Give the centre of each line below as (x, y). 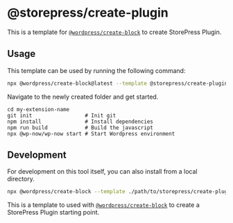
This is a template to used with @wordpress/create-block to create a (103, 205)
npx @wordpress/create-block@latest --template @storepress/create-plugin (118, 83)
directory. (21, 179)
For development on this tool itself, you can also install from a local (102, 172)
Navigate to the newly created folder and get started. (83, 97)
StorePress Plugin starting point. (53, 213)
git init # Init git (62, 115)
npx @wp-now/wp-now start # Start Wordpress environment (91, 133)
